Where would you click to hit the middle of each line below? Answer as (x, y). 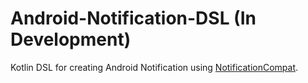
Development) (71, 39)
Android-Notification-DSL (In (133, 18)
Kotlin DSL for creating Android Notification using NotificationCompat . (154, 67)
